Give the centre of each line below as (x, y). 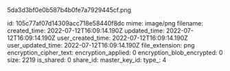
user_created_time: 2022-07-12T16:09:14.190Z (123, 38)
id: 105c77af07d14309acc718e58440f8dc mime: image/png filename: (105, 23)
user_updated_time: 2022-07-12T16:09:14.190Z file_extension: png (101, 45)
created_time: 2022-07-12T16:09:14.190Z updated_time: (86, 31)
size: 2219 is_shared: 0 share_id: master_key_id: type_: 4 (87, 60)
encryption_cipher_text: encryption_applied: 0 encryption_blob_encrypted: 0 (115, 52)
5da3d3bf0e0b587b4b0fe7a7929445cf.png (69, 10)
